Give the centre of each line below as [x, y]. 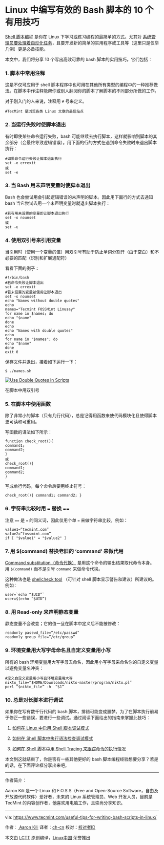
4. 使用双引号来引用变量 [33, 240]
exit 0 [12, 352]
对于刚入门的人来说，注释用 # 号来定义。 [46, 101]
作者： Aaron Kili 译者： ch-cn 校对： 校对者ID [50, 827]
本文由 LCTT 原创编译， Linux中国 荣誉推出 [48, 837]
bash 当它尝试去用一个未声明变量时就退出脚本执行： [58, 203]
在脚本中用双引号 [22, 390]
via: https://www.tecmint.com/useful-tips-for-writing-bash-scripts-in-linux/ [81, 817]
